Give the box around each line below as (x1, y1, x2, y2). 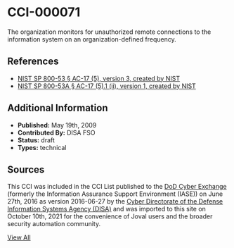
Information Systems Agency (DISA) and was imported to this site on (7, 205, 206, 213)
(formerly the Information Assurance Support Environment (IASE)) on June (7, 190, 223, 198)
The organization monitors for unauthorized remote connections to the (7, 27, 212, 36)
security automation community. (7, 220, 100, 228)
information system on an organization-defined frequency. (7, 35, 177, 43)
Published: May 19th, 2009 (17, 120, 97, 129)
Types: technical (17, 143, 67, 151)
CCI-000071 (7, 4, 81, 20)
